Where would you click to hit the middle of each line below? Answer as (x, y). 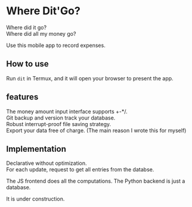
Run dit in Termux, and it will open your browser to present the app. (90, 78)
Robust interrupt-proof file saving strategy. (59, 124)
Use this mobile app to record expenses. (56, 45)
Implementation (36, 149)
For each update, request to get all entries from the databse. (80, 170)
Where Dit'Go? (43, 11)
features (22, 97)
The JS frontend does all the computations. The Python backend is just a (96, 181)
